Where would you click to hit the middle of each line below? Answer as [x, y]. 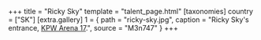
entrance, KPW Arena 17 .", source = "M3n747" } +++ [93, 28]
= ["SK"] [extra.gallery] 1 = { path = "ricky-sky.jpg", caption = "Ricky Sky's [129, 20]
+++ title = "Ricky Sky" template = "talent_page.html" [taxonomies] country [131, 11]
